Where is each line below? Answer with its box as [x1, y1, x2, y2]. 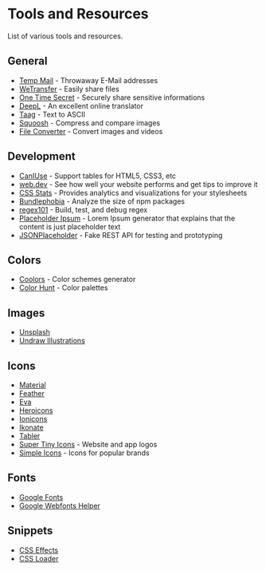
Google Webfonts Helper [18, 501, 101, 510]
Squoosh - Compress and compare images [18, 117, 161, 128]
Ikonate [18, 422, 45, 432]
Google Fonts [18, 492, 64, 502]
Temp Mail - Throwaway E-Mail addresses [18, 75, 158, 85]
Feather [18, 389, 45, 398]
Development [7, 149, 76, 164]
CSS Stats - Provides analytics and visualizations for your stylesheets [18, 188, 248, 197]
